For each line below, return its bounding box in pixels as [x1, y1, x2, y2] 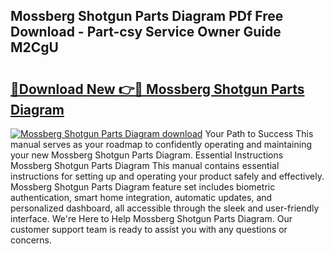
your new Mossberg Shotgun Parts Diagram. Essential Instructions [10, 149, 284, 161]
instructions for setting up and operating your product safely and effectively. [10, 170, 325, 182]
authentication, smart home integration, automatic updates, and [10, 192, 273, 203]
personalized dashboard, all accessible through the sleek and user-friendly [10, 202, 320, 214]
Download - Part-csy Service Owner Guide [10, 24, 282, 41]
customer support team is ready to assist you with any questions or [10, 224, 288, 235]
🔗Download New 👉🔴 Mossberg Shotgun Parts [10, 80, 305, 98]
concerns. [10, 234, 53, 246]
